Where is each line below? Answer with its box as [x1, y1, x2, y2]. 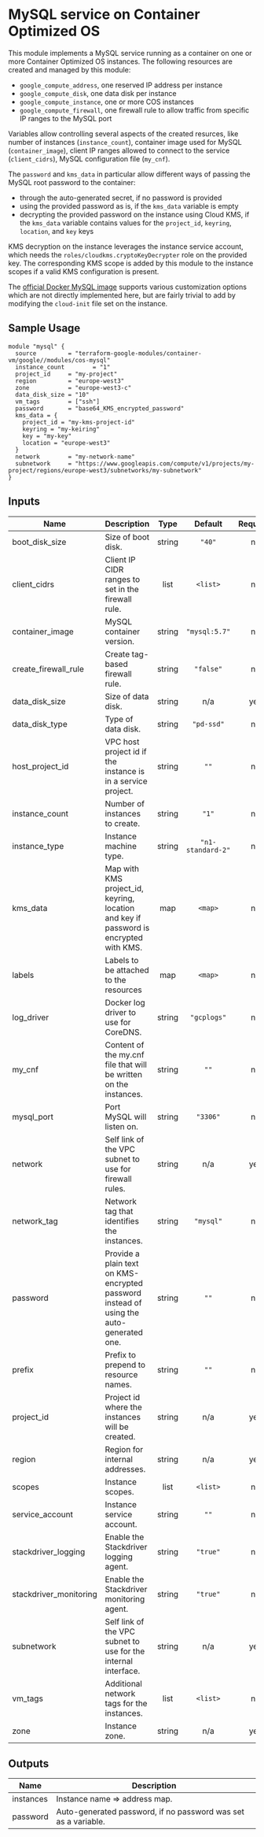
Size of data [104, 691, 149, 702]
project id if [104, 746, 147, 757]
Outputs [8, 1757, 49, 1770]
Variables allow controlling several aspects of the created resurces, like [8, 128, 239, 139]
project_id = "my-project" [15, 370, 118, 378]
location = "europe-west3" [22, 439, 111, 446]
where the [104, 1402, 143, 1413]
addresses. [104, 1463, 146, 1474]
